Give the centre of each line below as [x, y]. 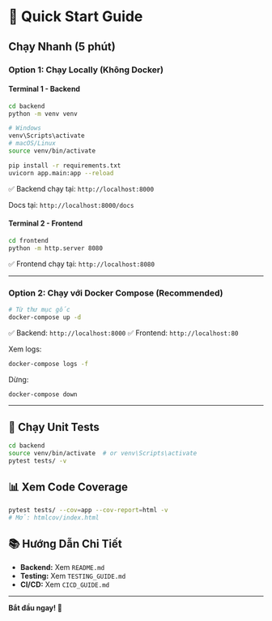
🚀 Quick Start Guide [76, 17]
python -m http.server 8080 [56, 248]
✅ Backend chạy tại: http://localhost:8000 [81, 188]
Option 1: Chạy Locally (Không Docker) [86, 70]
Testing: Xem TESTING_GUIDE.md [73, 576]
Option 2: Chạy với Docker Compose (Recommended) [116, 293]
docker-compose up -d [45, 317]
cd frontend [28, 240]
